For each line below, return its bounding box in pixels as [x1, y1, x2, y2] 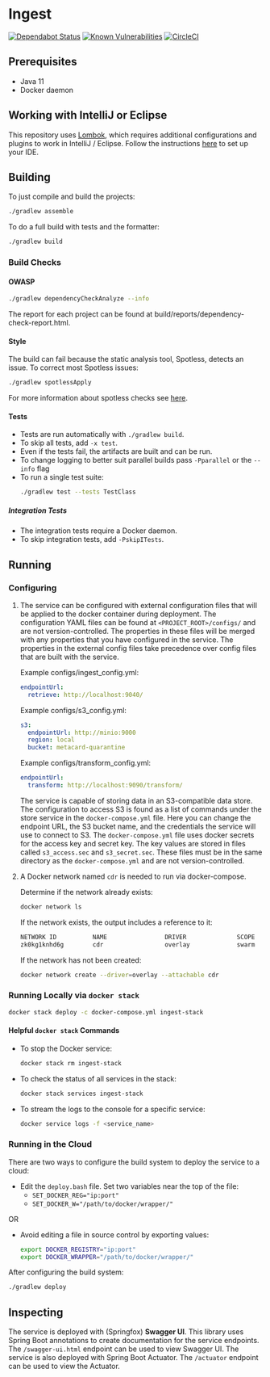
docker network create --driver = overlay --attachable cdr [19, 971, 219, 979]
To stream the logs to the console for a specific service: [19, 1104, 206, 1114]
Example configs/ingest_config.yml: [19, 667, 139, 677]
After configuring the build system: [8, 1267, 124, 1277]
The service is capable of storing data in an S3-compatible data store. [19, 796, 253, 805]
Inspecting [8, 1305, 64, 1319]
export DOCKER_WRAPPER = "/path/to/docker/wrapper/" [19, 1253, 194, 1261]
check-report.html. [8, 318, 71, 328]
